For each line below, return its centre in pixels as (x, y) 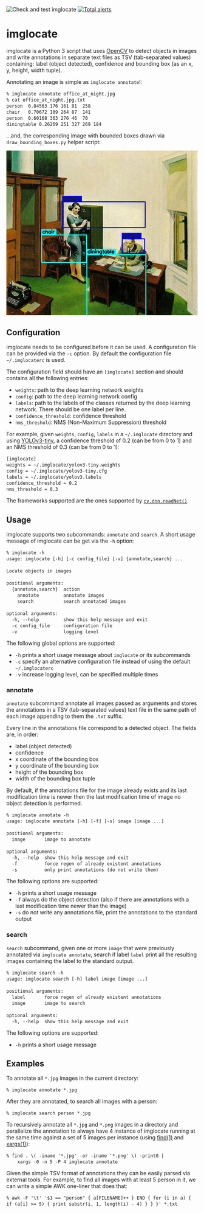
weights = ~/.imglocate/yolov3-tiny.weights (63, 465)
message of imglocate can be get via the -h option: (70, 541)
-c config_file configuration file (62, 626)
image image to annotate (51, 839)
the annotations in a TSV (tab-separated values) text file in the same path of (101, 710)
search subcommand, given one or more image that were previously (90, 948)
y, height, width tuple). (34, 70)
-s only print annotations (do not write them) (85, 870)
